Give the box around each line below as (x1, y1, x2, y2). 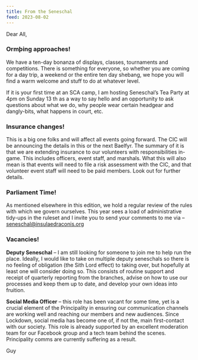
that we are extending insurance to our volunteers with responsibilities (6, 148, 177, 155)
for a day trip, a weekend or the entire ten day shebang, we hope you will (6, 71, 184, 78)
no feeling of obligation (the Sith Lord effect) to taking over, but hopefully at (6, 261, 190, 268)
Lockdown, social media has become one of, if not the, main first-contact (6, 317, 184, 324)
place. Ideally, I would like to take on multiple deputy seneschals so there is (6, 255, 189, 262)
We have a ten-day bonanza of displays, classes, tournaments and (6, 59, 168, 66)
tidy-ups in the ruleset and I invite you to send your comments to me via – (6, 214, 185, 222)
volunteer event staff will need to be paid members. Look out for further (6, 167, 181, 174)
